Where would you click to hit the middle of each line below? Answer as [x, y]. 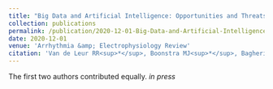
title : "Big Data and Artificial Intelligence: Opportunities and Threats [138, 16]
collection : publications [52, 23]
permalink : [27, 31]
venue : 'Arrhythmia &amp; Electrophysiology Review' [100, 46]
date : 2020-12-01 [38, 38]
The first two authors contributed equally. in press [92, 76]
